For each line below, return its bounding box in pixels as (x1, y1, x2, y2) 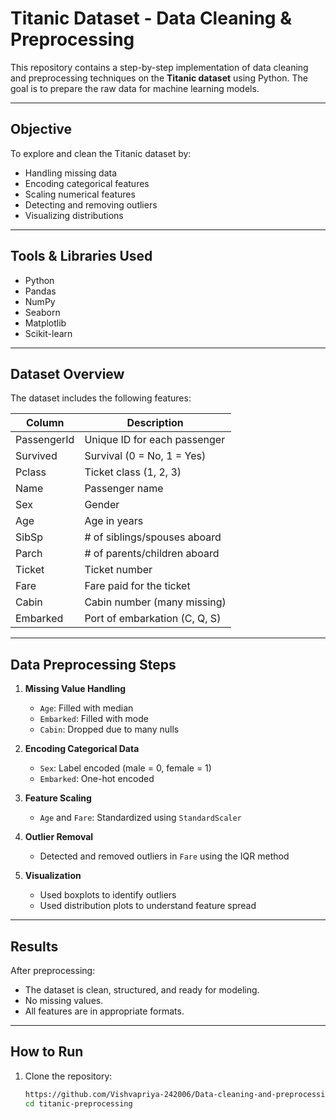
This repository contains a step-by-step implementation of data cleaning (10, 61, 309, 73)
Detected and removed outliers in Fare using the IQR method (39, 850, 290, 862)
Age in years (84, 514, 144, 528)
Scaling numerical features (24, 188, 136, 200)
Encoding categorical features (24, 177, 150, 189)
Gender (84, 498, 120, 512)
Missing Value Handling (24, 683, 127, 695)
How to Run (10, 1043, 84, 1061)
